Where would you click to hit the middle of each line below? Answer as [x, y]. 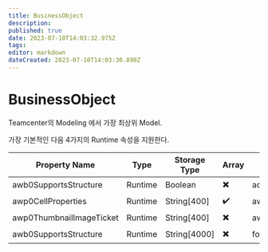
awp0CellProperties [49, 202]
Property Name [65, 164]
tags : [17, 45]
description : [30, 23]
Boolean [181, 185]
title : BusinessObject [46, 16]
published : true [35, 30]
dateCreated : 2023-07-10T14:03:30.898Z [75, 61]
